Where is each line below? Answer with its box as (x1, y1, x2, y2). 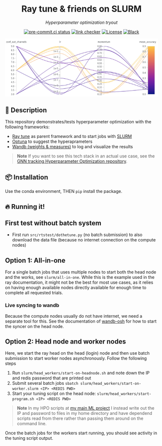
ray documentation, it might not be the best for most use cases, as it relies (5, 279, 154, 285)
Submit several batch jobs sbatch (12, 380, 79, 386)
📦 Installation (5, 173, 49, 181)
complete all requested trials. (5, 290, 63, 296)
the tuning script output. (5, 435, 53, 441)
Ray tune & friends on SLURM (21, 3, 142, 15)
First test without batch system (5, 219, 102, 227)
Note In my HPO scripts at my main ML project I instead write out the (16, 405, 155, 411)
